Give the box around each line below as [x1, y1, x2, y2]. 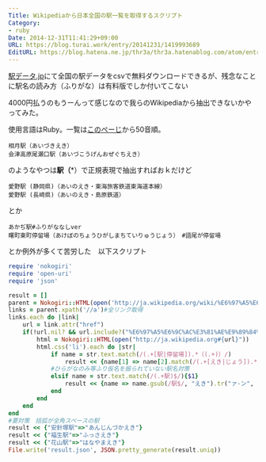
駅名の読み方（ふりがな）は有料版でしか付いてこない [14, 81, 188, 90]
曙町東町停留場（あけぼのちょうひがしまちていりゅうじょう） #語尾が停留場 [8, 231, 222, 239]
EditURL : [8, 48, 37, 56]
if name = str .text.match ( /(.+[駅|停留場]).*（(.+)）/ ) [50, 350, 232, 358]
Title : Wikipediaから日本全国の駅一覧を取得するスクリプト [8, 11, 184, 20]
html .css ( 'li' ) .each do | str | [36, 342, 136, 351]
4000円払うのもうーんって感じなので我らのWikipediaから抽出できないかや [8, 98, 252, 107]
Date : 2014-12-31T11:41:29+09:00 [8, 33, 119, 42]
